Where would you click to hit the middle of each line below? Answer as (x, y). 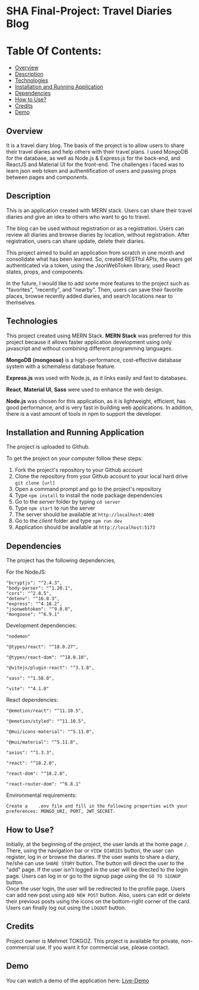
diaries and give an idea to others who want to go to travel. (78, 217)
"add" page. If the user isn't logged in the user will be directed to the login (97, 869)
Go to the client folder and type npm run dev (69, 521)
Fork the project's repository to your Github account (79, 470)
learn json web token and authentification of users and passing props (91, 170)
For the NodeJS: (26, 572)
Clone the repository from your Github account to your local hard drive (101, 476)
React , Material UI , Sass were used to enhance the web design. (85, 389)
